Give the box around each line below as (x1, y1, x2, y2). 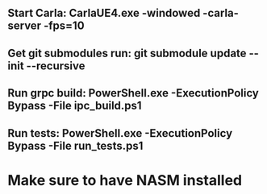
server (7, 19, 42, 33)
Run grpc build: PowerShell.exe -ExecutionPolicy (7, 86, 260, 100)
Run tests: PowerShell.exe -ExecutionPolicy (7, 126, 233, 140)
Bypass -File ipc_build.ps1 (7, 99, 142, 113)
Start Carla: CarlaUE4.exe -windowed (7, 6, 201, 20)
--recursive (26, 59, 86, 72)
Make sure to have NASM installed (7, 171, 243, 189)
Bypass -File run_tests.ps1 (7, 138, 144, 152)
